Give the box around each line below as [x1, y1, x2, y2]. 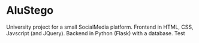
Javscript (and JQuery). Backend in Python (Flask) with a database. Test [6, 29, 185, 36]
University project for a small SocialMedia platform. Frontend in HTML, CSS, [6, 23, 194, 30]
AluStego [6, 4, 54, 17]
